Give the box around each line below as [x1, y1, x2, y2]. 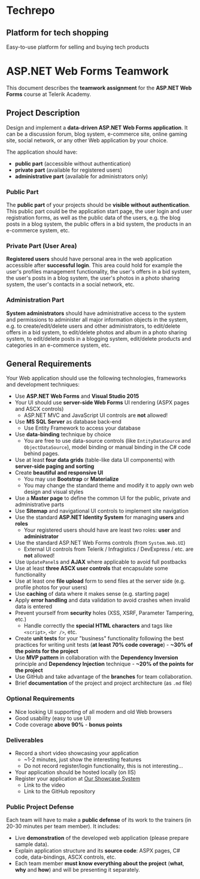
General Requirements [6, 359, 92, 369]
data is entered [14, 603, 53, 610]
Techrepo [6, 4, 55, 17]
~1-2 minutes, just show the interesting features [23, 756, 142, 763]
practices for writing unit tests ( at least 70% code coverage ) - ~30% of [14, 641, 193, 649]
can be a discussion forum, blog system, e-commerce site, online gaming [6, 130, 187, 137]
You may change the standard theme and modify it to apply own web [23, 482, 194, 489]
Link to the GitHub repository [23, 788, 96, 795]
